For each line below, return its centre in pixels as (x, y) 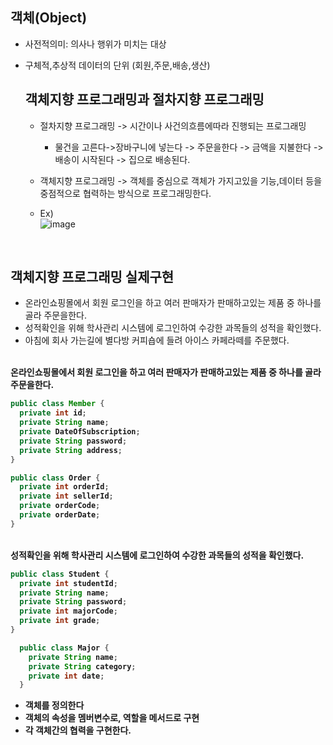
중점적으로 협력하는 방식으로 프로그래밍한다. (125, 193)
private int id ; (53, 413)
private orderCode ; (60, 506)
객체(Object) (49, 18)
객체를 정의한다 (54, 705)
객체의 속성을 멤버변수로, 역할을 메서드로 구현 (112, 718)
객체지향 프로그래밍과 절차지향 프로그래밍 (144, 99)
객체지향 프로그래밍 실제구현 (92, 277)
